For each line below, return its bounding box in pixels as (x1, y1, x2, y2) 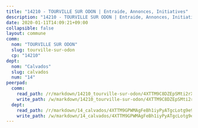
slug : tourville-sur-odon (11, 47, 75, 53)
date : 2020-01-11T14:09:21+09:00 (6, 19, 88, 25)
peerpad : (6, 80, 28, 86)
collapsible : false (6, 25, 54, 31)
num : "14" (11, 74, 35, 80)
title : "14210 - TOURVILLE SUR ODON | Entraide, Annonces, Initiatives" (6, 8, 189, 15)
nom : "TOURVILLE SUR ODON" (11, 42, 78, 48)
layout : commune (6, 31, 46, 37)
